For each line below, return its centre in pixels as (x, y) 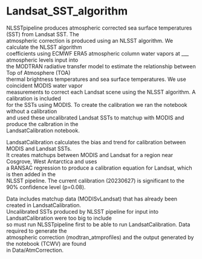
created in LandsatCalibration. (44, 205)
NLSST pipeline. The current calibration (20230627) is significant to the (96, 181)
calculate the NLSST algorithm (44, 47)
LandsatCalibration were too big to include (59, 218)
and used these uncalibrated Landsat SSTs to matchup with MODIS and (95, 117)
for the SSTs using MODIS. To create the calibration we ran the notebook (97, 104)
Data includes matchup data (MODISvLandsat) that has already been (92, 199)
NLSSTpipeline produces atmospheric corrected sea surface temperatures (99, 28)
